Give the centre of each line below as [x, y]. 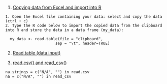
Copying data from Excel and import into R [57, 7]
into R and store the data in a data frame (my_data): [64, 30]
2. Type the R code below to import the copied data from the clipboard [84, 25]
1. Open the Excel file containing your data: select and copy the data [84, 17]
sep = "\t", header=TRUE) [82, 43]
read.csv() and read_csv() [40, 63]
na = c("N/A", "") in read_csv [38, 76]
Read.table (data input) [37, 53]
